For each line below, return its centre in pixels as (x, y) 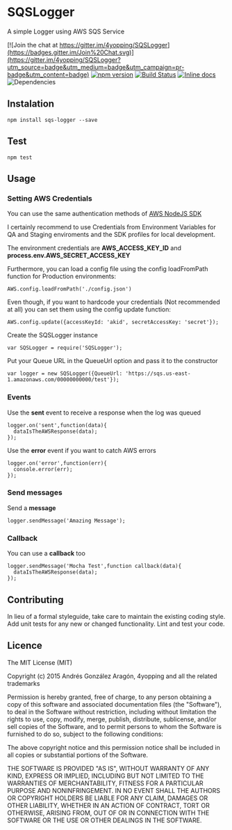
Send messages (35, 493)
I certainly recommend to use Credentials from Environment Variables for (112, 227)
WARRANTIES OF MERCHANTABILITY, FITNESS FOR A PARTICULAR (105, 783)
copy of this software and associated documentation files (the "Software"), (115, 704)
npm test (20, 157)
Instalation (31, 104)
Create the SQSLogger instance (53, 335)
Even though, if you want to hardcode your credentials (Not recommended (114, 302)
